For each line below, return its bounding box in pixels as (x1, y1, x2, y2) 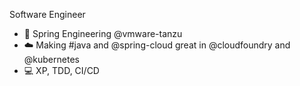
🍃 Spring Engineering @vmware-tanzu (23, 28, 183, 39)
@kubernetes (23, 54, 80, 65)
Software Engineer (9, 9, 86, 20)
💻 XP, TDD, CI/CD (23, 65, 100, 76)
